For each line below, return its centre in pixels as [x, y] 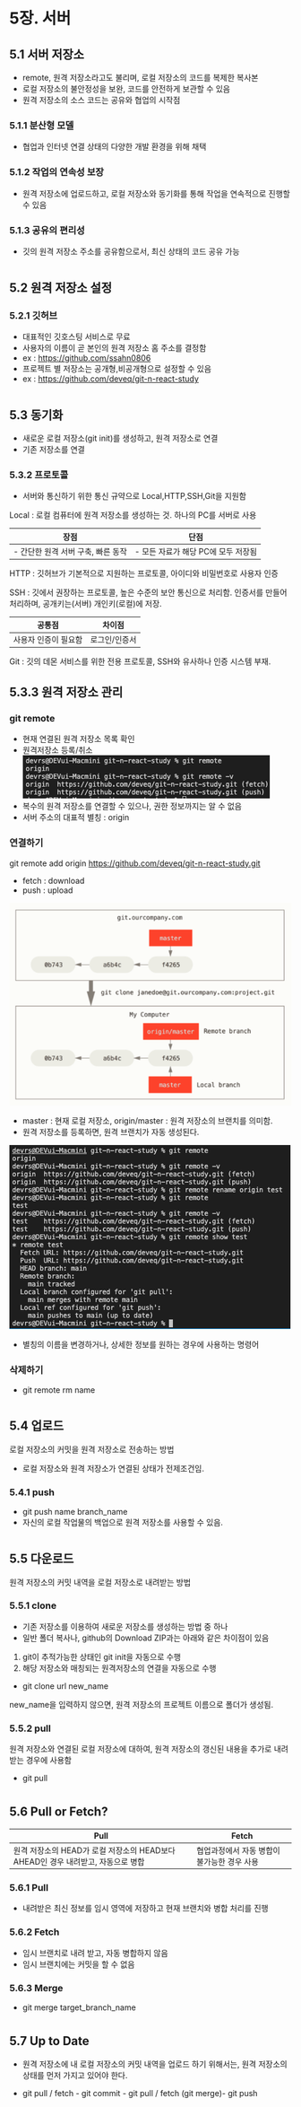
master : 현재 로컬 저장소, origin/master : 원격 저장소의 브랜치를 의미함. [147, 1120]
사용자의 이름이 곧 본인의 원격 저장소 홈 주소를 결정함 [114, 348]
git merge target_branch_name [79, 2007]
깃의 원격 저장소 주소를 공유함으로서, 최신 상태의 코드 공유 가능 [131, 251]
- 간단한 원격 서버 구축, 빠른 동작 [70, 552]
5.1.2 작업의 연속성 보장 [57, 172]
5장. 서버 [40, 18]
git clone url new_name [65, 1686]
